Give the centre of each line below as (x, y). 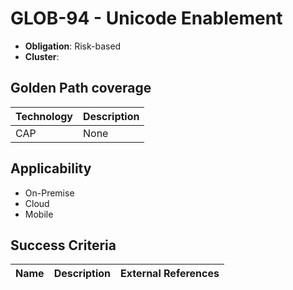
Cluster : (42, 56)
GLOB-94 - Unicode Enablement (146, 18)
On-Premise (49, 193)
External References (170, 274)
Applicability (51, 168)
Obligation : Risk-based (73, 46)
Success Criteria (63, 245)
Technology (44, 116)
